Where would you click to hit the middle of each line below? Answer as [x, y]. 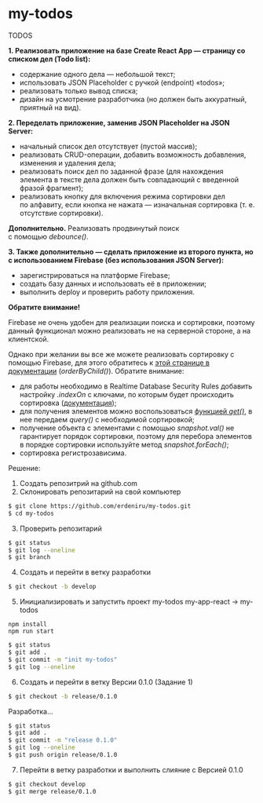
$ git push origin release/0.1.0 [63, 755]
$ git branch [29, 557]
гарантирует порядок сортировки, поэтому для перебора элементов [136, 436]
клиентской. [29, 339]
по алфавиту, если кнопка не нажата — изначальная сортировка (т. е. [137, 204]
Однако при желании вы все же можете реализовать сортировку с [121, 354]
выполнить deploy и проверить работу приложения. [107, 292]
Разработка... [31, 711]
